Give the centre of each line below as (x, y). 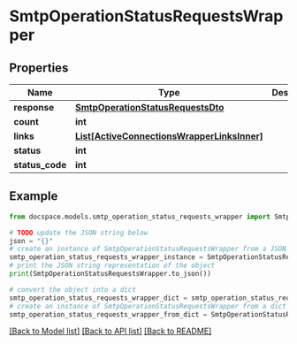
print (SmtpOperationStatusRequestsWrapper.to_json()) (110, 274)
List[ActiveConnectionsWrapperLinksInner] (169, 136)
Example (34, 196)
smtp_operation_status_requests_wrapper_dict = (99, 298)
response (34, 107)
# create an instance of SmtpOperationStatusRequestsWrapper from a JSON (148, 249)
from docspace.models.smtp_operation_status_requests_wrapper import (140, 217)
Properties (39, 68)
